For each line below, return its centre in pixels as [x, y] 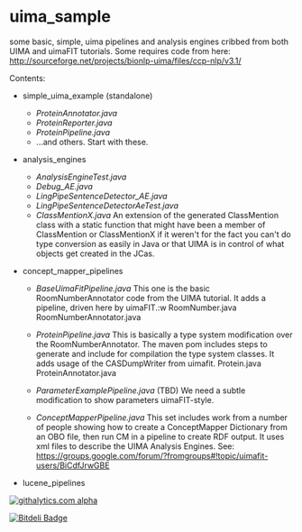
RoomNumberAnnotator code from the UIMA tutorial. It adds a [151, 298]
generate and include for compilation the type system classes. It [155, 353]
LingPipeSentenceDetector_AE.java [102, 196]
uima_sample [60, 17]
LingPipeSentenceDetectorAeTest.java [107, 206]
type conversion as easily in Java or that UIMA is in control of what [160, 243]
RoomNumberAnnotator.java [88, 316]
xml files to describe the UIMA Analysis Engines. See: [135, 446]
